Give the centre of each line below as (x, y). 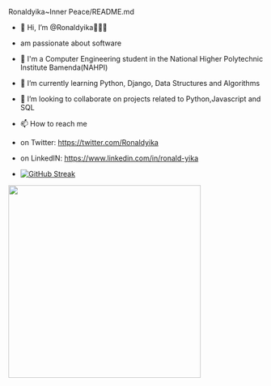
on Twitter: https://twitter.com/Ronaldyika (89, 142)
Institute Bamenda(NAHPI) (64, 67)
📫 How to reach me (53, 124)
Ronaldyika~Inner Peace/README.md (72, 12)
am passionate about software (71, 43)
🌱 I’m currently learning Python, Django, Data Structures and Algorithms (140, 83)
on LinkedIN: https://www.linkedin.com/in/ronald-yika (109, 158)
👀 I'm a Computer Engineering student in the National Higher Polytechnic (142, 59)
